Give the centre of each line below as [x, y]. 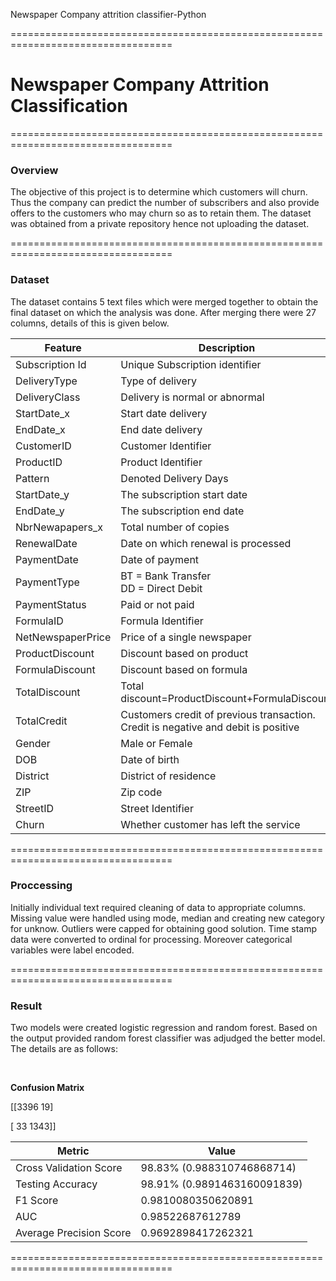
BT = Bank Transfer [166, 576]
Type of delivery [159, 381]
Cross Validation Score [69, 1168]
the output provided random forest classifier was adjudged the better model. [168, 1038]
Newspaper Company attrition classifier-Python [108, 14]
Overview [34, 170]
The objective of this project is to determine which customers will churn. [159, 192]
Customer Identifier [166, 446]
